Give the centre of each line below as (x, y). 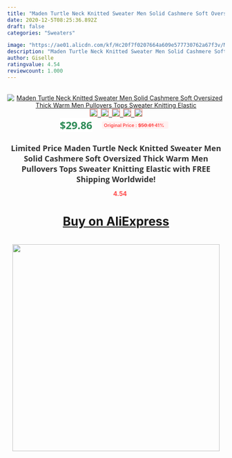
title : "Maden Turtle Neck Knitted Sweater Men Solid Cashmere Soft (108, 13)
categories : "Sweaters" (41, 33)
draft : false (26, 26)
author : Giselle (30, 58)
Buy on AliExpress (116, 222)
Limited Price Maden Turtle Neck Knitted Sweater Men (116, 148)
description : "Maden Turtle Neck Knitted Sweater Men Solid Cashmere (109, 52)
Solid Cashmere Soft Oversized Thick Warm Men (116, 158)
